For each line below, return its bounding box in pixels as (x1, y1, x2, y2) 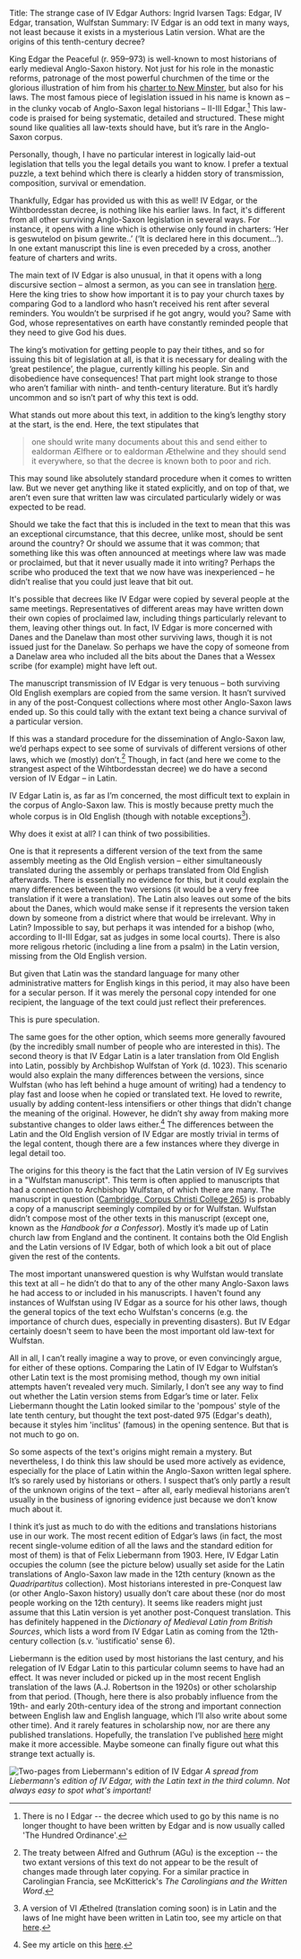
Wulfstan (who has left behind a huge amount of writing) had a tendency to (9, 1079, 287, 1090)
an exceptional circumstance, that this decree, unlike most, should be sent (9, 528, 284, 539)
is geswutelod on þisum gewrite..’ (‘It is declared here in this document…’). (9, 233, 284, 243)
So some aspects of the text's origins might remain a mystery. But (9, 1446, 253, 1457)
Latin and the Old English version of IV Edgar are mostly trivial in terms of (9, 1128, 279, 1139)
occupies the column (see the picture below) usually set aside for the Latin (9, 1558, 285, 1570)
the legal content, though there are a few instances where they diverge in (9, 1138, 279, 1149)
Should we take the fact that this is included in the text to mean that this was (9, 518, 291, 529)
